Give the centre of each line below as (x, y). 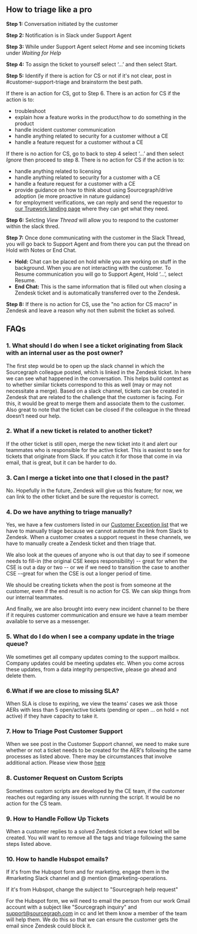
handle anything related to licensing (58, 171)
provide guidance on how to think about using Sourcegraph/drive (94, 190)
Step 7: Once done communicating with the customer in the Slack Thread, (96, 237)
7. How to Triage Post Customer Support (65, 731)
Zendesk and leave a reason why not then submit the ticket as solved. (91, 310)
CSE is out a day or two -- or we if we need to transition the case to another (98, 567)
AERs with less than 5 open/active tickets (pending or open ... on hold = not (98, 709)
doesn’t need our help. (34, 416)
